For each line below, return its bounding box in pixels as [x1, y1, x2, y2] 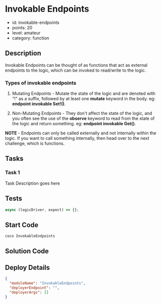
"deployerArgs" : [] [9, 290, 49, 295]
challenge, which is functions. [5, 140, 64, 147]
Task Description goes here [5, 180, 60, 186]
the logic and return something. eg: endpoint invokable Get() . [12, 121, 136, 127]
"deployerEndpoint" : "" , [9, 285, 60, 290]
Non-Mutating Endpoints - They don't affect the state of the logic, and [12, 111, 152, 116]
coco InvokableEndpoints [5, 234, 55, 239]
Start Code [5, 221, 39, 229]
